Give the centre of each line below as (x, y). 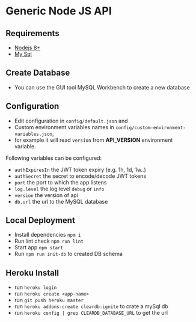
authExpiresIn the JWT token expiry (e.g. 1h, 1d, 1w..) (80, 169)
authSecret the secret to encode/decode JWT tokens (80, 176)
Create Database (38, 73)
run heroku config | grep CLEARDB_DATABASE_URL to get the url (91, 313)
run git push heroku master (49, 300)
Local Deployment (41, 220)
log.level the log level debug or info (59, 189)
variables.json (33, 134)
